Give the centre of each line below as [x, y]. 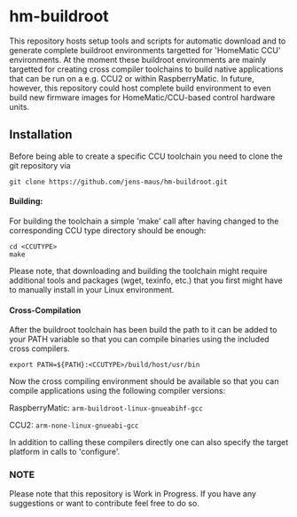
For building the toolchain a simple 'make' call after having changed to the [144, 221]
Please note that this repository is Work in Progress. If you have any [133, 494]
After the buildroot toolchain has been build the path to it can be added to [143, 330]
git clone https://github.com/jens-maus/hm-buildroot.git [118, 182]
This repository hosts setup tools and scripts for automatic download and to [148, 41]
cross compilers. [40, 349]
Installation [41, 135]
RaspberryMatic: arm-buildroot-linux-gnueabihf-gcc [106, 408]
